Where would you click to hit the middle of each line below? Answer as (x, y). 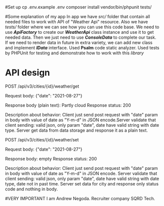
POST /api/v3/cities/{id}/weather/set (42, 139)
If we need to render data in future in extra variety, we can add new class (79, 43)
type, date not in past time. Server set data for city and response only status (82, 183)
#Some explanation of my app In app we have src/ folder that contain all (78, 16)
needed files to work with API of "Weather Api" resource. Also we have (77, 22)
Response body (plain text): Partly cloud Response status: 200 (68, 105)
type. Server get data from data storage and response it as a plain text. (77, 130)
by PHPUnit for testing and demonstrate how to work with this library (74, 53)
